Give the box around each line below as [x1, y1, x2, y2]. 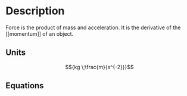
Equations [5, 80, 44, 91]
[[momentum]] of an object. [5, 30, 74, 37]
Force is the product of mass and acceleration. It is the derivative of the [5, 24, 181, 31]
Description [5, 4, 65, 18]
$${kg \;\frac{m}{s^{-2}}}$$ [64, 63, 135, 70]
